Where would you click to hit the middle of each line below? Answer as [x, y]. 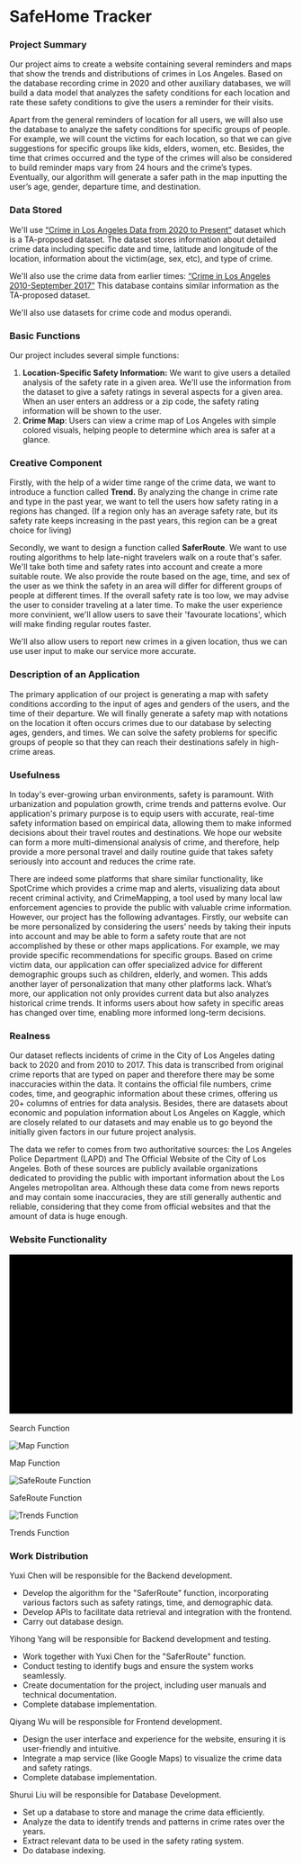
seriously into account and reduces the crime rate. [102, 861]
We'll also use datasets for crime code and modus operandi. [120, 312]
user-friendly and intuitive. [71, 1749]
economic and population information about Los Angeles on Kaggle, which [147, 1113]
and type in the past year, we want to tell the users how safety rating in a [144, 502]
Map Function [35, 1463]
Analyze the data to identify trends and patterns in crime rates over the [153, 1822]
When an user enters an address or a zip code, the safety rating [140, 401]
